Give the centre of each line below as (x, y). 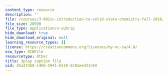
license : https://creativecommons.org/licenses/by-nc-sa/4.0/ (71, 47)
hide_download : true (27, 33)
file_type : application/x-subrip (40, 28)
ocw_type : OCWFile (24, 51)
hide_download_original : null (37, 38)
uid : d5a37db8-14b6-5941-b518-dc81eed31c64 (51, 65)
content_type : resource (30, 10)
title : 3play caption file (33, 61)
